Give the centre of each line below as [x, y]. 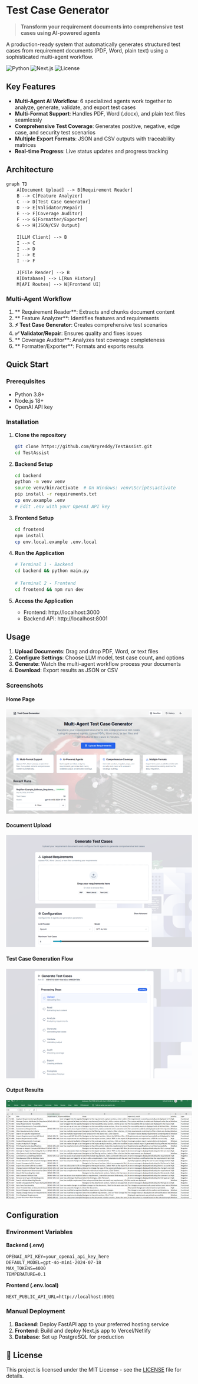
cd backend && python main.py [52, 571]
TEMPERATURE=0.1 [26, 1274]
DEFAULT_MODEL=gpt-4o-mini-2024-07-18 [54, 1263]
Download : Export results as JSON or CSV [66, 670]
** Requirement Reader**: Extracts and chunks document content [95, 312]
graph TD [17, 184]
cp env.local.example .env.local [56, 542]
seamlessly [28, 120]
